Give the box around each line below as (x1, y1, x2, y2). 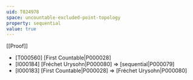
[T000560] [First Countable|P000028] (15, 54, 111, 61)
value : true (6, 25, 36, 32)
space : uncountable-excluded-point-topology (6, 15, 121, 21)
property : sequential (6, 20, 61, 26)
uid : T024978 (6, 8, 39, 15)
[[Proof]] (6, 42, 29, 50)
